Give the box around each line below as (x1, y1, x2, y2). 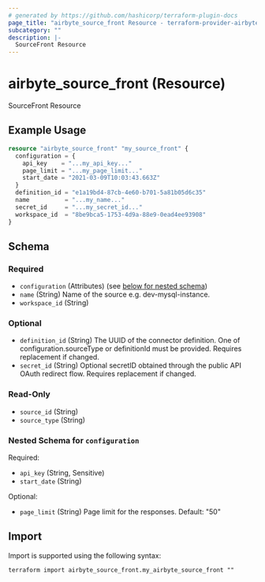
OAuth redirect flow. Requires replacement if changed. (19, 369, 197, 379)
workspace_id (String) (19, 298, 89, 308)
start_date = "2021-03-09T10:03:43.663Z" (22, 174, 160, 182)
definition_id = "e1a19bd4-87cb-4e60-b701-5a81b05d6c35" (15, 188, 207, 197)
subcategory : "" (8, 26, 62, 34)
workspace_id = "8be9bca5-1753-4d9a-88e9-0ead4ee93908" (15, 211, 207, 218)
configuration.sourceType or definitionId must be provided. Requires (19, 344, 242, 353)
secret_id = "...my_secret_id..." (15, 203, 144, 211)
